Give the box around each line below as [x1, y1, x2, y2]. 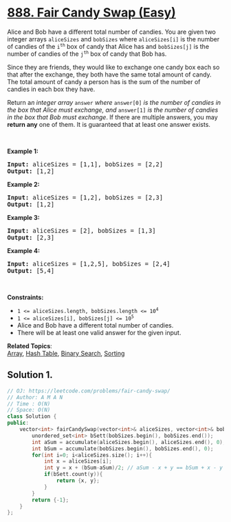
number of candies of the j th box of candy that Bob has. [7, 50, 167, 58]
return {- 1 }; [32, 496, 69, 503]
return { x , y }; [56, 477, 100, 484]
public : [7, 419, 30, 427]
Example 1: [7, 147, 39, 155]
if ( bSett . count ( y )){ [43, 471, 103, 478]
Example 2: [7, 180, 40, 188]
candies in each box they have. [7, 85, 96, 93]
